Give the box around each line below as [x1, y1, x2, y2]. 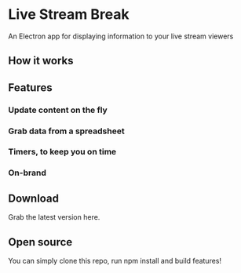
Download [8, 191, 59, 205]
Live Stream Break [8, 5, 130, 24]
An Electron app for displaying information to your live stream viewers [8, 31, 234, 41]
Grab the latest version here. [8, 213, 100, 222]
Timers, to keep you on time [8, 147, 117, 158]
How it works [8, 54, 74, 67]
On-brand [8, 167, 47, 178]
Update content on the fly [8, 104, 108, 115]
